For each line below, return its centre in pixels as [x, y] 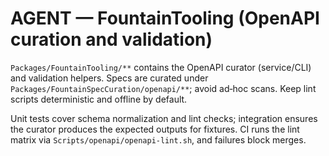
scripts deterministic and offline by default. [99, 99]
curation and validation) [111, 39]
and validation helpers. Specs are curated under [109, 78]
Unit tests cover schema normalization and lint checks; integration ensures [164, 118]
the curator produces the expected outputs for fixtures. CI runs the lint [155, 129]
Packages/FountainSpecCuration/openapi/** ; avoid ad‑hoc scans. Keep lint [163, 88]
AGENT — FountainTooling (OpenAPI [165, 18]
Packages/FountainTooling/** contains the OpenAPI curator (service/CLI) [161, 67]
